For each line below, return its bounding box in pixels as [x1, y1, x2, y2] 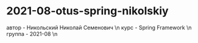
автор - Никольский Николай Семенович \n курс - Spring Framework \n [6, 24, 192, 31]
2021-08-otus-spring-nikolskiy [6, 4, 169, 18]
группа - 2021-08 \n [6, 30, 58, 37]
